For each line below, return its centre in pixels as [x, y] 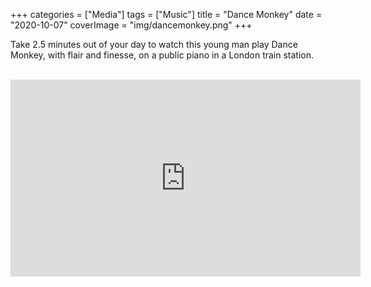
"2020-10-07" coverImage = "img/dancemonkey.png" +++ [131, 25]
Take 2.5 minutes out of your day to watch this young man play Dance [154, 44]
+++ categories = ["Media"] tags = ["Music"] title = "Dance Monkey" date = [166, 14]
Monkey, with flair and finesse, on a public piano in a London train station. [162, 55]
